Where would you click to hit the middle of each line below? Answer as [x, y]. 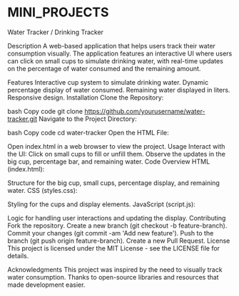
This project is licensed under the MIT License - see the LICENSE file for [113, 248]
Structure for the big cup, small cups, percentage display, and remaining [113, 183]
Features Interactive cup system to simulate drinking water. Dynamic [108, 82]
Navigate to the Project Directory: [88, 119]
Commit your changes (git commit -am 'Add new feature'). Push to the [111, 233]
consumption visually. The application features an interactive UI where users [120, 53]
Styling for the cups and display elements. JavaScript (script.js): [102, 204]
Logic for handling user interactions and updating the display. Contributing [117, 218]
